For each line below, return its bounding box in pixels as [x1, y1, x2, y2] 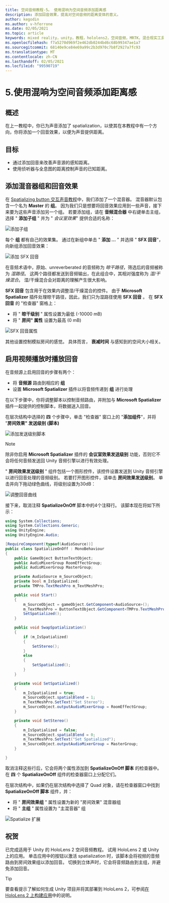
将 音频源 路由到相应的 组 [12, 380, 65, 386]
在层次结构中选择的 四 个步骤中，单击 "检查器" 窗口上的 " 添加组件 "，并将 [5, 413, 156, 420]
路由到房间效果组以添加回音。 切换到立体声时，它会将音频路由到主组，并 [5, 859, 156, 865]
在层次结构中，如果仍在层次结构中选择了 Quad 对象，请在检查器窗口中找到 [5, 782, 160, 788]
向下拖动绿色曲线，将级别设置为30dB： [14, 480, 96, 487]
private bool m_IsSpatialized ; [14, 579, 80, 584]
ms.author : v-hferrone [5, 21, 53, 27]
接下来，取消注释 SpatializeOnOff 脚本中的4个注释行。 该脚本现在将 [5, 502, 147, 508]
